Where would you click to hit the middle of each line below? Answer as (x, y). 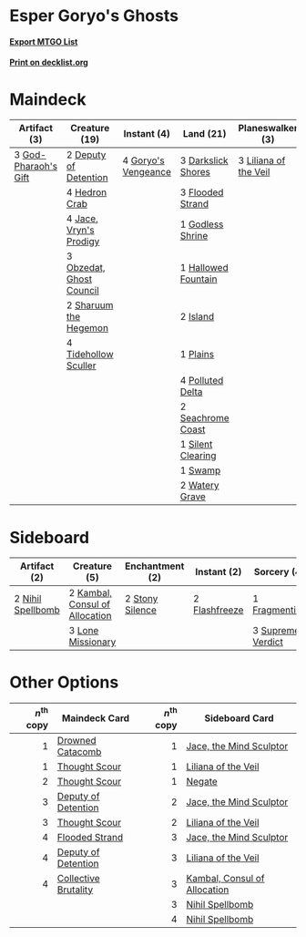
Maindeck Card (96, 718)
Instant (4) (147, 134)
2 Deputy (86, 155)
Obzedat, (86, 268)
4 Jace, (82, 219)
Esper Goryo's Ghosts (94, 16)
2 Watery (199, 486)
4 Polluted (202, 381)
